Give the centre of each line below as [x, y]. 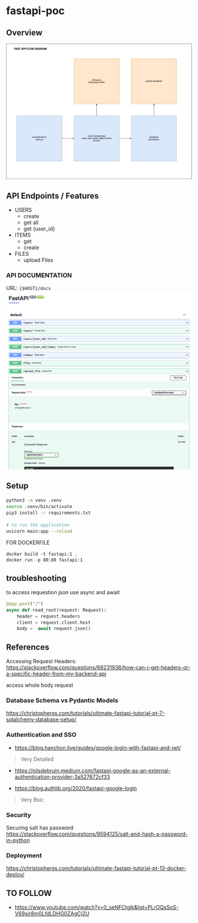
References [28, 647]
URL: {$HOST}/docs [29, 288]
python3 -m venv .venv [34, 500]
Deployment [24, 855]
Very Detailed [37, 759]
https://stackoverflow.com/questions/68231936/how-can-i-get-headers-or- [98, 668]
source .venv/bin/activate [39, 506]
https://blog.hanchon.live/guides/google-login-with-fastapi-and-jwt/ [98, 747]
